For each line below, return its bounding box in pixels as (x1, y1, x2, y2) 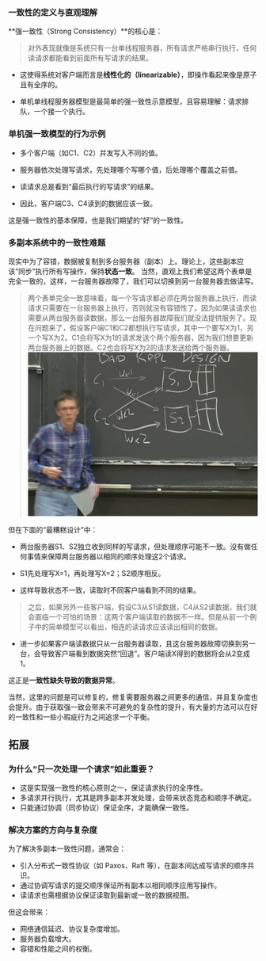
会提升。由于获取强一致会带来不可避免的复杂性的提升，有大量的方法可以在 (8, 703, 251, 712)
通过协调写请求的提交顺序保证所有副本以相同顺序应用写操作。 (19, 881, 222, 890)
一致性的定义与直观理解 (8, 6, 97, 17)
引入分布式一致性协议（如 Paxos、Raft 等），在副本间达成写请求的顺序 (19, 861, 248, 871)
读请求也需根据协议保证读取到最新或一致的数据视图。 (19, 890, 194, 900)
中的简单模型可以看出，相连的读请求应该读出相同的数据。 (34, 622, 222, 631)
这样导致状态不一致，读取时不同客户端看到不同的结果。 (19, 585, 200, 595)
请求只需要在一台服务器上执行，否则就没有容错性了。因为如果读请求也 (27, 303, 257, 312)
